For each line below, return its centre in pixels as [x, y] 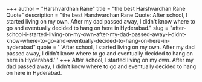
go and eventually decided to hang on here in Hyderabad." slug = [87, 28]
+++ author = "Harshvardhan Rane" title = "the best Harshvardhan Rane [96, 9]
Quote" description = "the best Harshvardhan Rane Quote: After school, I [97, 15]
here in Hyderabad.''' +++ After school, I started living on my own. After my [100, 60]
